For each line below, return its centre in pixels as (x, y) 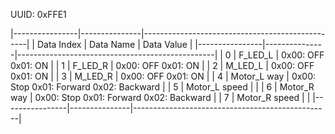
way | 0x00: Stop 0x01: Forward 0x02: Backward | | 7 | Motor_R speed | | (160, 97)
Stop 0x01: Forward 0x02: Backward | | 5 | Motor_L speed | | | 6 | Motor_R (162, 87)
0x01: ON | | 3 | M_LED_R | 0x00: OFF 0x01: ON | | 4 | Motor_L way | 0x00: (163, 76)
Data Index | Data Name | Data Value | (114, 44)
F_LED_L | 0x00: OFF (281, 55)
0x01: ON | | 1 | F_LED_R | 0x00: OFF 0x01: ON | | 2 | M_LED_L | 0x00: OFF (162, 65)
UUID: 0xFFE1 (38, 14)
